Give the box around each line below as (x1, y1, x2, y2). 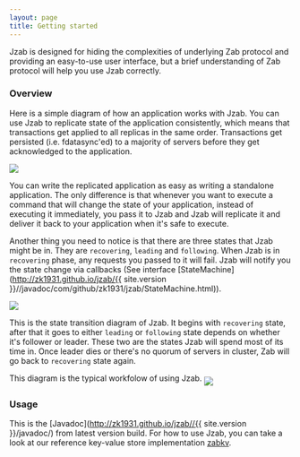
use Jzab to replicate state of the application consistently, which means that (9, 117, 290, 128)
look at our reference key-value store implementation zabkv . (9, 437, 232, 448)
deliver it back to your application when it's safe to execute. (9, 218, 229, 228)
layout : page (9, 13, 58, 22)
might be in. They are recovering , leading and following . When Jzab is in (9, 245, 280, 255)
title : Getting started (9, 22, 99, 30)
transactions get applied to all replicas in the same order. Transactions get (9, 126, 283, 137)
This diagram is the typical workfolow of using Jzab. (9, 373, 202, 384)
